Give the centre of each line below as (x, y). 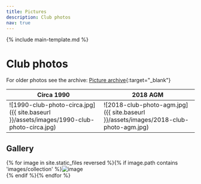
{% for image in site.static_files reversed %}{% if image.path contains (92, 163)
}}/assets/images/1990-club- (52, 120)
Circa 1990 (53, 95)
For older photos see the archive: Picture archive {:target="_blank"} (89, 80)
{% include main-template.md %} (47, 40)
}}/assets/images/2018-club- (146, 120)
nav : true (19, 23)
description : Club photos (38, 17)
